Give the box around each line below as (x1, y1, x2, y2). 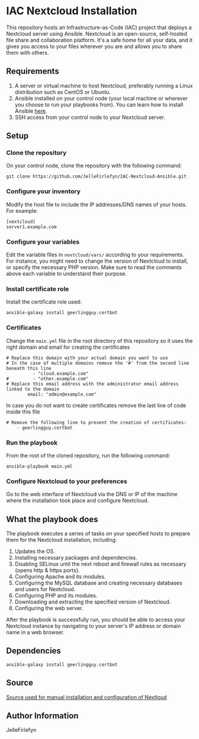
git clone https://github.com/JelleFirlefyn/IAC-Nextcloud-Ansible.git (6, 173, 187, 179)
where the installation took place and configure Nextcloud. (6, 497, 149, 504)
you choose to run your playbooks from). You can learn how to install (14, 101, 184, 108)
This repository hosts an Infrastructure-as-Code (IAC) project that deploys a (6, 24, 192, 31)
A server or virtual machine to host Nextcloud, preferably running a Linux (14, 82, 193, 89)
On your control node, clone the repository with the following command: (6, 162, 182, 169)
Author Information (6, 711, 79, 721)
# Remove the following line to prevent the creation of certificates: (6, 419, 187, 425)
